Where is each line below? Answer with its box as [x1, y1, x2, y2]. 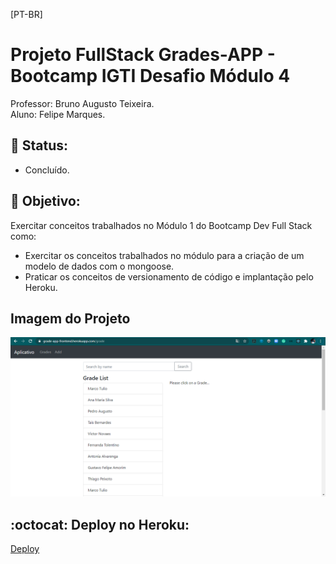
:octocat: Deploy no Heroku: [10, 516, 190, 533]
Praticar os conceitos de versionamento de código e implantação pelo [24, 270, 314, 283]
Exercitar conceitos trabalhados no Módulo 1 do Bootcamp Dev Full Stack [10, 219, 313, 231]
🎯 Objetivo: [10, 193, 81, 210]
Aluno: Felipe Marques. [10, 108, 106, 120]
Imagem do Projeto [10, 310, 131, 327]
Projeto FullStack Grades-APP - [10, 44, 276, 66]
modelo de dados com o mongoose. [24, 260, 175, 272]
